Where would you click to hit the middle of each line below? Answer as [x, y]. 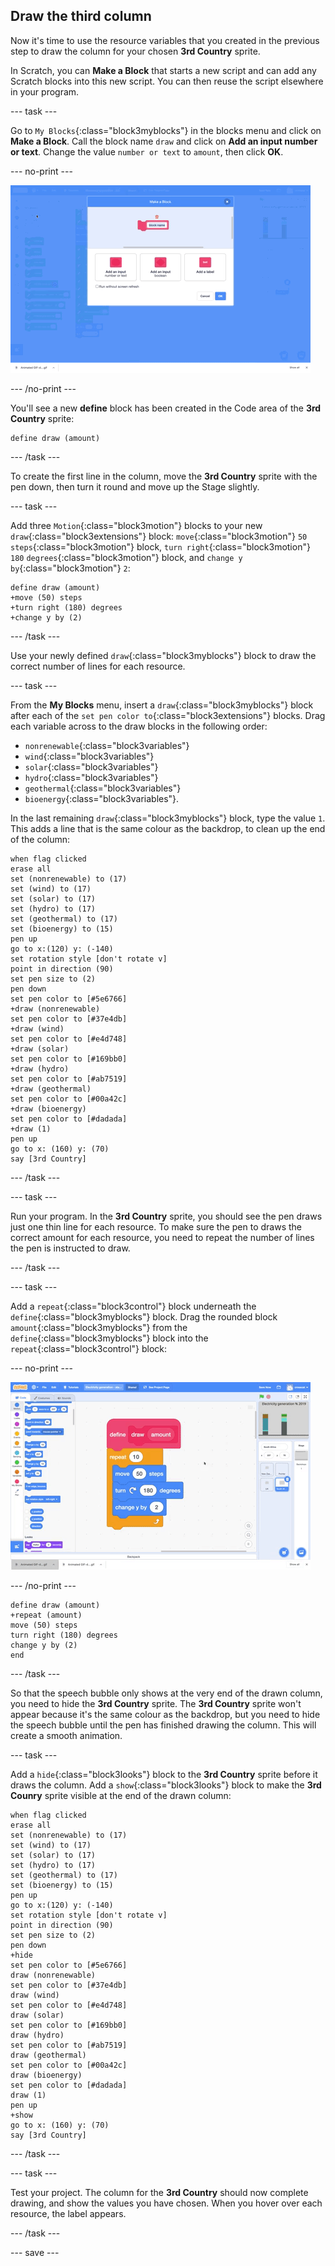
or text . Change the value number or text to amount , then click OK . [147, 151]
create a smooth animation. [66, 1735]
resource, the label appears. [68, 2213]
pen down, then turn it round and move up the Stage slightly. [135, 486]
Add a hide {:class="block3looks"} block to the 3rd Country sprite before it [164, 1774]
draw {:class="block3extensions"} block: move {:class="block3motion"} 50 [159, 536]
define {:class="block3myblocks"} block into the [109, 1338]
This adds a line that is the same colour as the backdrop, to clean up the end [168, 828]
